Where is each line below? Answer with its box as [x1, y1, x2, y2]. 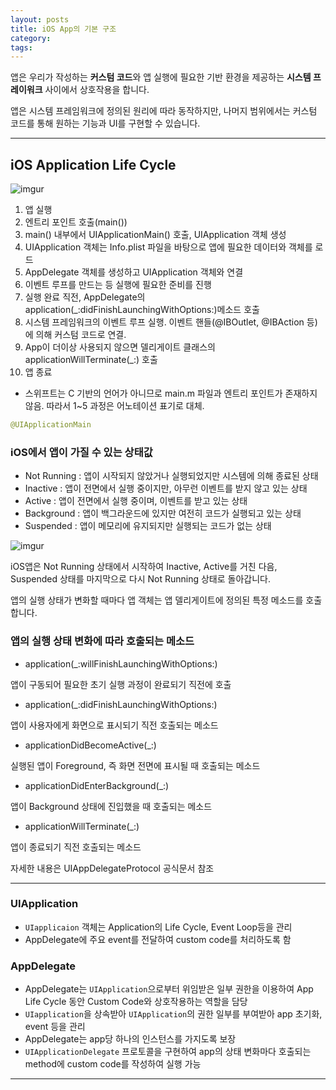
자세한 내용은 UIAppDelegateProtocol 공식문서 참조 [10, 862, 215, 874]
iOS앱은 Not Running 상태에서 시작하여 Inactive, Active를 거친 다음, [10, 561, 278, 573]
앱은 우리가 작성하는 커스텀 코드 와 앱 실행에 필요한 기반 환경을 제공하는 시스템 [10, 71, 312, 83]
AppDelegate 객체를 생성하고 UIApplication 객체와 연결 [24, 266, 244, 278]
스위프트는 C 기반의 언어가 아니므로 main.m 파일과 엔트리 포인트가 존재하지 [24, 387, 318, 400]
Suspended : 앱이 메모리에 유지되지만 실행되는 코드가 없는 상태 [24, 520, 272, 532]
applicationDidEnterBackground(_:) [24, 779, 170, 791]
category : [10, 33, 52, 43]
